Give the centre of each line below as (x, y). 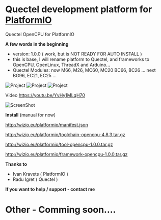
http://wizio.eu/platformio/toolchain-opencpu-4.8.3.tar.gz (65, 134)
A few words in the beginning (37, 44)
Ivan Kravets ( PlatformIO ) (41, 174)
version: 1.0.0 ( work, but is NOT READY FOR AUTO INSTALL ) (77, 54)
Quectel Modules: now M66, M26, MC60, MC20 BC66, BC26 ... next (84, 70)
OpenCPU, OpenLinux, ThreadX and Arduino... (61, 65)
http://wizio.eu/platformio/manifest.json (47, 124)
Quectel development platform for (79, 9)
